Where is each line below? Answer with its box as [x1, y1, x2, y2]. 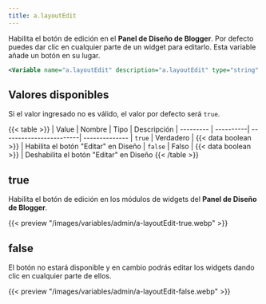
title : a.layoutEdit [8, 11, 77, 20]
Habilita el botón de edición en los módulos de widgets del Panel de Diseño [8, 195, 257, 204]
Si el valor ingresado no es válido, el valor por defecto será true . [8, 109, 220, 119]
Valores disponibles [8, 88, 109, 101]
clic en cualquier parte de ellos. [8, 270, 112, 280]
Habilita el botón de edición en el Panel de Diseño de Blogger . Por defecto [8, 34, 254, 43]
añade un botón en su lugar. [8, 50, 101, 60]
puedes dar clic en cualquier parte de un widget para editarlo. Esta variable [8, 41, 256, 52]
